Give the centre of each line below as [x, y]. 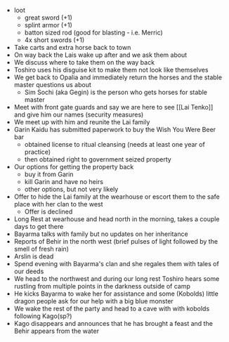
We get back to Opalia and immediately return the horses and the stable [118, 77]
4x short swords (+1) [54, 40]
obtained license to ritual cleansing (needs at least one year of [115, 144]
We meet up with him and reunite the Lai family [82, 122]
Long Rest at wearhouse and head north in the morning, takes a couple [117, 219]
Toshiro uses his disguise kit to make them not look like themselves [111, 70]
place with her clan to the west [58, 204]
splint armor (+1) [48, 25]
